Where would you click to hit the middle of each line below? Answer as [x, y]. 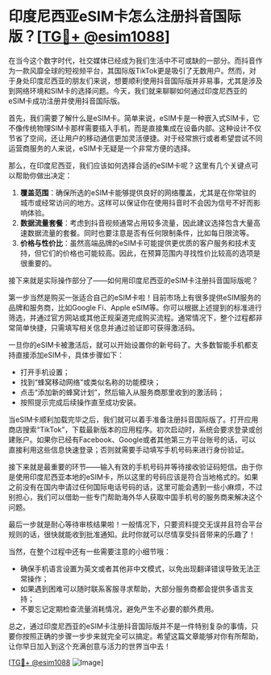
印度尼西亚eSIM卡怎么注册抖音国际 [125, 17]
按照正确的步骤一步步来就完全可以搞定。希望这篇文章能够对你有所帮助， [142, 636]
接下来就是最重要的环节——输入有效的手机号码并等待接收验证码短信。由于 [132, 467]
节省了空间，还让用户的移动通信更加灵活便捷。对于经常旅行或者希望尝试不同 [135, 138]
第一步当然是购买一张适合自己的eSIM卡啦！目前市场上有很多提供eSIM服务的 [135, 297]
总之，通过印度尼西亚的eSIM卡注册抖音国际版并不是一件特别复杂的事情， [130, 626]
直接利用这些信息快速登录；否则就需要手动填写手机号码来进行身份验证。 [128, 449]
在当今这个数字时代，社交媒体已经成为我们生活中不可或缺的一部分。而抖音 [132, 60]
